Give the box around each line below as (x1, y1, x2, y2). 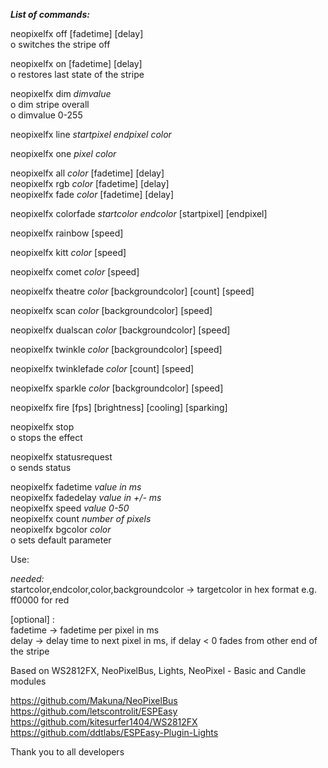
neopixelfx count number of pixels (10, 513, 152, 524)
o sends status (10, 462, 72, 473)
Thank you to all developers (10, 746, 125, 758)
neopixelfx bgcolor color (10, 524, 112, 535)
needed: (10, 573, 45, 584)
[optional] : (10, 614, 55, 625)
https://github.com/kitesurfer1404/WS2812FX (10, 716, 198, 728)
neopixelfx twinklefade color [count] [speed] (10, 363, 195, 374)
